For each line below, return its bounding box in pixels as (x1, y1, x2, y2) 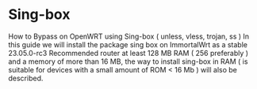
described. (8, 73, 44, 83)
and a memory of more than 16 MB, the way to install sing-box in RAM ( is (8, 57, 248, 66)
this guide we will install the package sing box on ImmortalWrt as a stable (8, 39, 248, 49)
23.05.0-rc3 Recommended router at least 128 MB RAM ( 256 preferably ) (8, 48, 248, 57)
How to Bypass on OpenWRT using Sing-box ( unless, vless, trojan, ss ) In (8, 32, 250, 41)
